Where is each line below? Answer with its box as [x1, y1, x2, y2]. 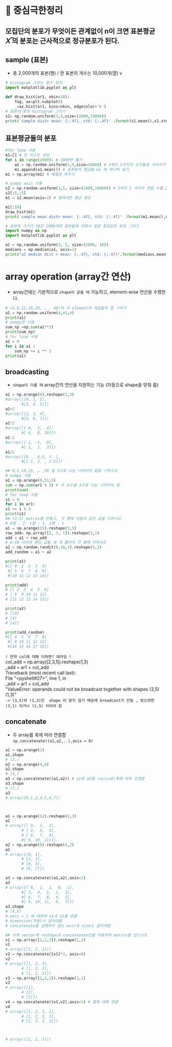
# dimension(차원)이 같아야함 [5, 918, 62, 924]
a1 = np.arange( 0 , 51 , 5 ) [5, 478, 56, 483]
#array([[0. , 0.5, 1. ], [5, 454, 60, 459]
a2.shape [5, 767, 24, 772]
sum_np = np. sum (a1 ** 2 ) [5, 324, 54, 330]
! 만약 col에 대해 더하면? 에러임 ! [5, 654, 72, 660]
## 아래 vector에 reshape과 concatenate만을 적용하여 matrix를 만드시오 [5, 932, 147, 937]
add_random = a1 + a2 [5, 550, 52, 555]
